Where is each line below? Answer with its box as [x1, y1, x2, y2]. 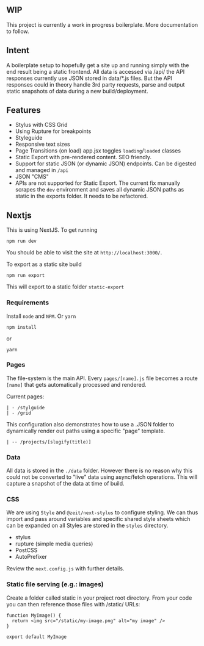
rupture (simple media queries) [15, 540, 93, 548]
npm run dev [6, 238, 37, 245]
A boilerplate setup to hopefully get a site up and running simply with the [6, 61, 189, 69]
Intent [6, 45, 29, 56]
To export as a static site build [6, 260, 82, 268]
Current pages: [6, 393, 45, 400]
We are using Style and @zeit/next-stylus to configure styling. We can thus [6, 509, 199, 516]
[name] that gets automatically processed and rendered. [6, 381, 147, 388]
